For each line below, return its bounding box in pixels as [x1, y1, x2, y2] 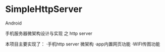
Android [5, 20, 22, 26]
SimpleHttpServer [5, 3, 82, 15]
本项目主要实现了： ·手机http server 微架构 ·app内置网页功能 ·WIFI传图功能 [5, 41, 160, 47]
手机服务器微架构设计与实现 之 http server [5, 30, 92, 36]
